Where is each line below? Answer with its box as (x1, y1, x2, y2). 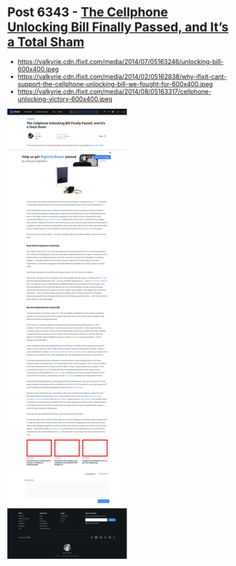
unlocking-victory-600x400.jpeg (17, 94, 112, 103)
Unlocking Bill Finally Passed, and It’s (7, 19, 229, 35)
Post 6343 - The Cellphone (7, 4, 169, 20)
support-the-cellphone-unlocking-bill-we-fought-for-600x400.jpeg (17, 79, 213, 88)
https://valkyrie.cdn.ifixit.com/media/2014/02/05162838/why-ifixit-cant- (17, 72, 227, 81)
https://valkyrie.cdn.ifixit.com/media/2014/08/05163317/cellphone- (17, 87, 212, 96)
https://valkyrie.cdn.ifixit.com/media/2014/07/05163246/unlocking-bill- (17, 57, 224, 65)
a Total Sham (7, 34, 84, 50)
